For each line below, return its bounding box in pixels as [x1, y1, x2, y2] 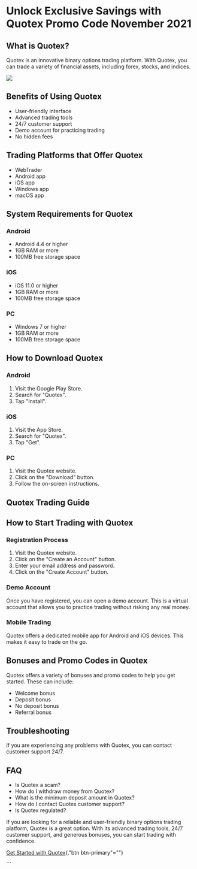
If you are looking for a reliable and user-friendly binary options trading [6, 819, 181, 826]
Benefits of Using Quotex [6, 92, 102, 102]
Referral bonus [14, 708, 52, 716]
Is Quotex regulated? [14, 807, 66, 814]
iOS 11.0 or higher [14, 281, 59, 289]
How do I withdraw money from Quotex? [14, 788, 115, 795]
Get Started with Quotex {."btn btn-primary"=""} [6, 849, 124, 856]
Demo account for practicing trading [14, 126, 105, 134]
